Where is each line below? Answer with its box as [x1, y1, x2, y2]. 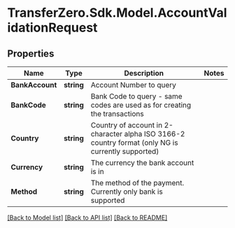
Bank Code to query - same [90, 92, 183, 101]
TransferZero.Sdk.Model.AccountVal [7, 5, 227, 21]
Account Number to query [90, 80, 177, 90]
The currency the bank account [90, 158, 194, 167]
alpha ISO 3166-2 [124, 129, 185, 138]
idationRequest [7, 20, 98, 36]
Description [124, 69, 164, 78]
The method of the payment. [90, 178, 185, 187]
